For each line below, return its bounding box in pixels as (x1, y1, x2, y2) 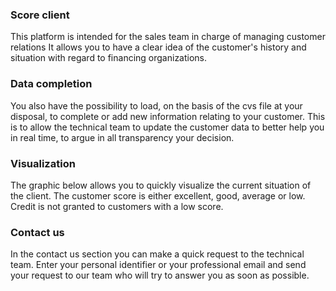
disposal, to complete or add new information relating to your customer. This (10, 110, 326, 122)
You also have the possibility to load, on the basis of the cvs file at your (10, 99, 303, 112)
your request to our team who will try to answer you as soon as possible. (10, 269, 310, 282)
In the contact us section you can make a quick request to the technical (10, 248, 305, 260)
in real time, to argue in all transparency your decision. (10, 131, 235, 143)
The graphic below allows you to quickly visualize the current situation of (10, 179, 312, 191)
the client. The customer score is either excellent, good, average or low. (10, 189, 306, 202)
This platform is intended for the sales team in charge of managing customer (10, 31, 326, 43)
